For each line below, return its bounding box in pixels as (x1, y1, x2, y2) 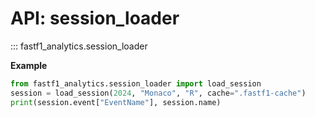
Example (10, 59, 48, 71)
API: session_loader (10, 7, 180, 30)
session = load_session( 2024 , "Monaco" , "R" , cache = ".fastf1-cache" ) (10, 88, 307, 98)
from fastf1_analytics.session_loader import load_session (10, 78, 262, 89)
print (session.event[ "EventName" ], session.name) (10, 97, 222, 107)
